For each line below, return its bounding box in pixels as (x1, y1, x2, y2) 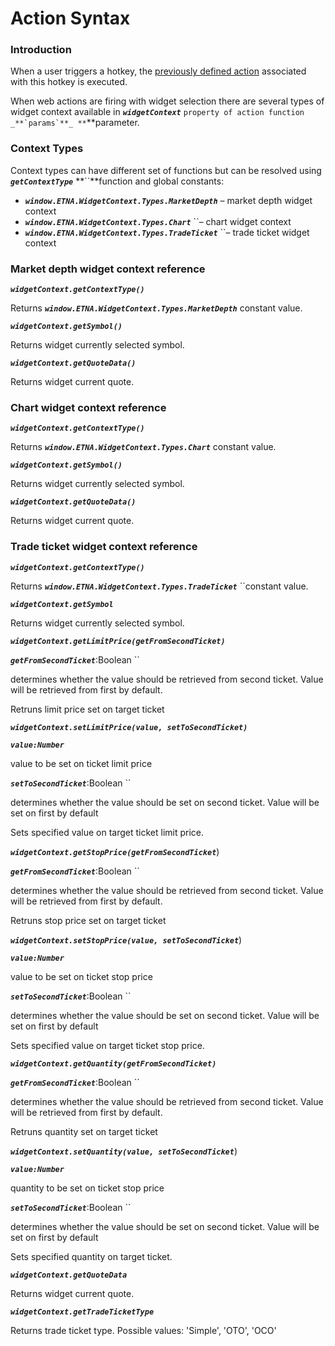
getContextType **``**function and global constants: (10, 175, 225, 187)
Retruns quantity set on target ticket (10, 1125, 158, 1137)
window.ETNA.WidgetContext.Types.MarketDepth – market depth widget (24, 194, 313, 206)
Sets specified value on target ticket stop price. (10, 1039, 205, 1051)
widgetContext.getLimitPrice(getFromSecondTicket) (10, 636, 226, 646)
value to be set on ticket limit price (10, 757, 153, 769)
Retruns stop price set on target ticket (10, 914, 167, 926)
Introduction (10, 43, 72, 57)
